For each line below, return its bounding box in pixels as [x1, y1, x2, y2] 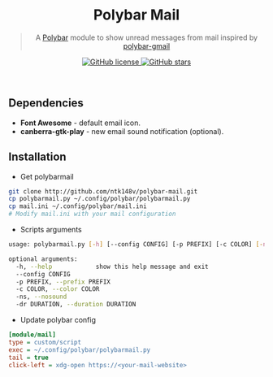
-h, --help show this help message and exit [15, 262, 209, 271]
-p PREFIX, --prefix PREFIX [15, 278, 111, 286]
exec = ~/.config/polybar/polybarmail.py [8, 345, 151, 354]
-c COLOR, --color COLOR [15, 285, 100, 293]
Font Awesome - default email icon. [19, 118, 141, 128]
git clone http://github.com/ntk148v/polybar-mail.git [8, 187, 198, 196]
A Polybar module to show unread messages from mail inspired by [35, 32, 258, 42]
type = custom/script [8, 338, 82, 346]
